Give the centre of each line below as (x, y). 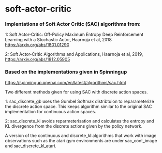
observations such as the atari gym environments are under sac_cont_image (81, 140)
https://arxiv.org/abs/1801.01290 (37, 45)
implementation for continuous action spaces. (51, 111)
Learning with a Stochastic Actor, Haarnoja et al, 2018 (59, 40)
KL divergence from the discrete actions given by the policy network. (74, 126)
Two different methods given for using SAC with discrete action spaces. (77, 92)
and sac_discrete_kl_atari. (31, 146)
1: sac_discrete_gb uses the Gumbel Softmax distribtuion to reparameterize (80, 101)
